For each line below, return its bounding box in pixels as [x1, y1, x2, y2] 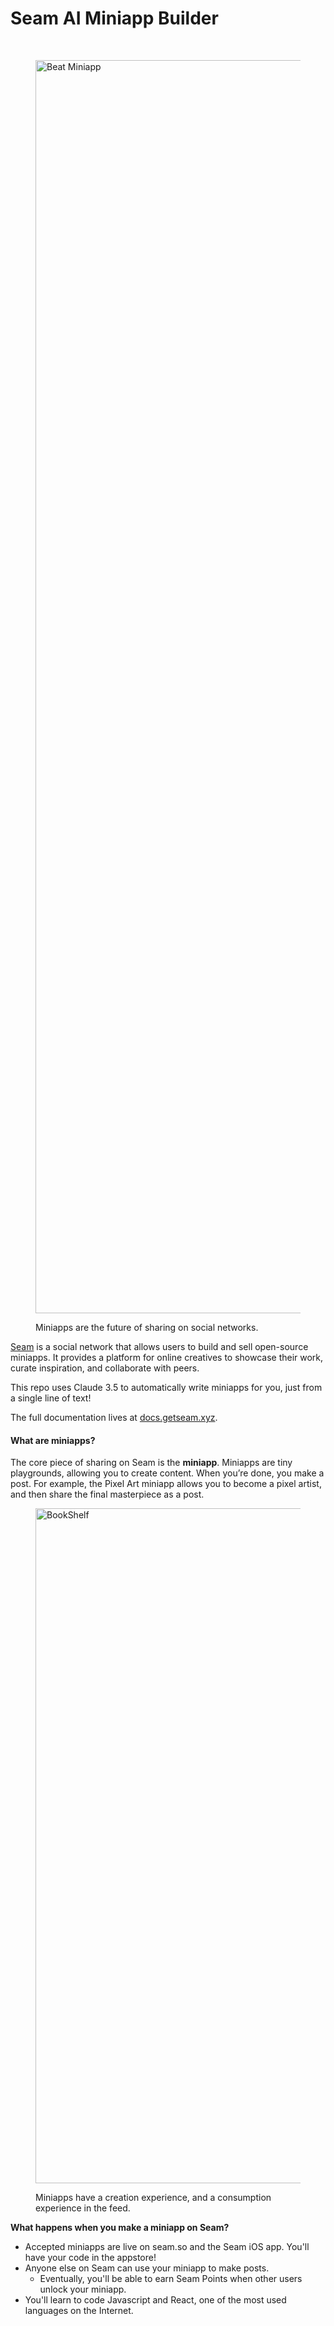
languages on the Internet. [24, 2305, 134, 2317]
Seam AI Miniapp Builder [10, 7, 219, 30]
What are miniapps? [10, 1434, 96, 1446]
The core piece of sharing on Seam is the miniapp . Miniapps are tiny [10, 1457, 293, 1469]
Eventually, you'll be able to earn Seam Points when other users [39, 2273, 303, 2285]
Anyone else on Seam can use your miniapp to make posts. [24, 2262, 270, 2274]
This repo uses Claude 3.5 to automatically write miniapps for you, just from [10, 1381, 323, 1393]
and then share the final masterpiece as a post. [10, 1488, 205, 1501]
